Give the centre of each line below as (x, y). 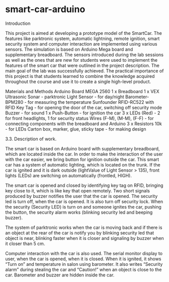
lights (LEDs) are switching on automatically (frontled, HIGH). (69, 175)
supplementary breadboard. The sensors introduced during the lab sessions (84, 55)
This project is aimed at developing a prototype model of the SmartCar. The (84, 33)
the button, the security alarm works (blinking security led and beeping (79, 212)
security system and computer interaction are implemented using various (81, 44)
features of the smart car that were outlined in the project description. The (82, 65)
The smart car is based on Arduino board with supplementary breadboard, (82, 148)
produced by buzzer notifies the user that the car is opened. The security (81, 196)
